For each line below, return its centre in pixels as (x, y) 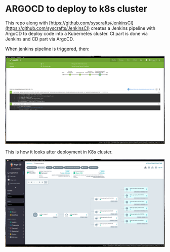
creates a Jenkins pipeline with (123, 28)
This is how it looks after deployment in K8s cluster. (59, 152)
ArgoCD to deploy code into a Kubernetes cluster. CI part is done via (77, 33)
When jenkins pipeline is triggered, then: (47, 49)
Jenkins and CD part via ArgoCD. (40, 39)
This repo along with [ (28, 23)
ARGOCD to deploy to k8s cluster (76, 9)
